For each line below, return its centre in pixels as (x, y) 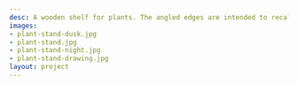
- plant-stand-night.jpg (55, 50)
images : (24, 26)
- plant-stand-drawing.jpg (59, 58)
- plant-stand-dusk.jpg (53, 34)
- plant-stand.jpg (43, 42)
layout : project (39, 67)
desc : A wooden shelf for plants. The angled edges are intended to (138, 17)
